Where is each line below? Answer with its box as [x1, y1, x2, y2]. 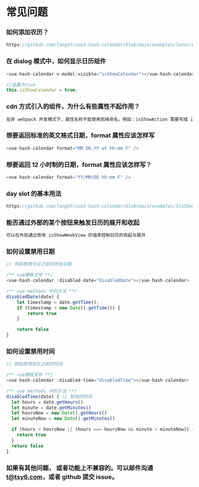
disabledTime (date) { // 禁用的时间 [6, 393, 92, 400]
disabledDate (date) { [6, 293, 60, 300]
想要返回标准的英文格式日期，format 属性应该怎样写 [6, 131, 155, 140]
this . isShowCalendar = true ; [6, 87, 78, 93]
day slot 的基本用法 [6, 189, 62, 198]
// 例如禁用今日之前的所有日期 [6, 261, 72, 267]
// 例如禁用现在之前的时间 [6, 361, 63, 367]
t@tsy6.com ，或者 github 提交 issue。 [6, 473, 118, 481]
